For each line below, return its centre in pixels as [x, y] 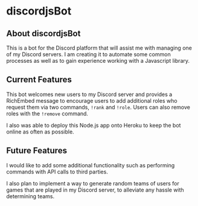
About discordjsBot [43, 34]
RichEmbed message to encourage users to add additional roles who [92, 100]
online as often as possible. [40, 132]
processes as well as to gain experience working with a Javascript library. [98, 61]
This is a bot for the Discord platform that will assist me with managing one [99, 48]
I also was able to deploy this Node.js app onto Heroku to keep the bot [94, 125]
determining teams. [30, 196]
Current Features [39, 80]
